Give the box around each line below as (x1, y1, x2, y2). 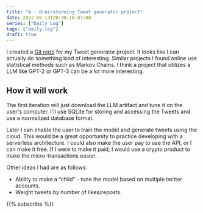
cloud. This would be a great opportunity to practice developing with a (6, 132, 183, 140)
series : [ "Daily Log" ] (6, 20, 64, 26)
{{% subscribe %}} (6, 200, 54, 208)
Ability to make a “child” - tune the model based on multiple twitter (15, 175, 183, 183)
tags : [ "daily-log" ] (6, 26, 59, 32)
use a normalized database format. (6, 114, 94, 122)
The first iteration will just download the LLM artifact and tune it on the (6, 101, 183, 108)
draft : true (6, 32, 37, 38)
